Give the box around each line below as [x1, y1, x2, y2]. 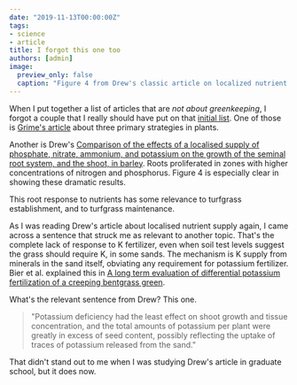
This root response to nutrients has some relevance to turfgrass [9, 194, 242, 204]
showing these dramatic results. [9, 176, 127, 187]
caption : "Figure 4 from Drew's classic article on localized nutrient [17, 79, 288, 88]
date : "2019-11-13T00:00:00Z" [9, 12, 121, 22]
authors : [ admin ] [9, 54, 74, 63]
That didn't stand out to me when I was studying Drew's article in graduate [9, 356, 282, 367]
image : [9, 63, 34, 72]
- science [9, 29, 46, 38]
